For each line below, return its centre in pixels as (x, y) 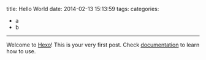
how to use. (21, 51)
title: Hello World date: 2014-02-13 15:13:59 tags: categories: (83, 9)
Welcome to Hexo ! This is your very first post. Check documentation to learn (103, 45)
